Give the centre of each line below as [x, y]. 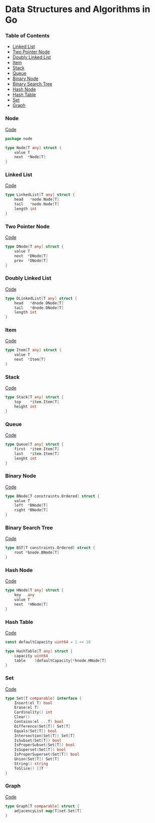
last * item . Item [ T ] [37, 454]
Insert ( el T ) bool [33, 703]
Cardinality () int [33, 712]
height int [26, 407]
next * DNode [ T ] [31, 256]
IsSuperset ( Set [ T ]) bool [40, 750]
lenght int [26, 458]
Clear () [22, 717]
